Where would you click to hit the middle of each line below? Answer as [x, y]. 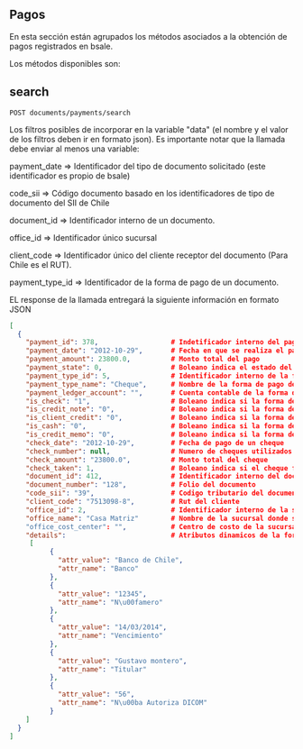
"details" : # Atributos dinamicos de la [153, 535]
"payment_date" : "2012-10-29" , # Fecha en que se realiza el [155, 351]
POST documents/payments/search [70, 113]
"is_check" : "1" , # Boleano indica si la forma [155, 401]
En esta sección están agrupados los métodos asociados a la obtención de [148, 36]
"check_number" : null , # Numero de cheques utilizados [159, 451]
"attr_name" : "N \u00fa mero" [110, 602]
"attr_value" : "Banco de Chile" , [120, 561]
